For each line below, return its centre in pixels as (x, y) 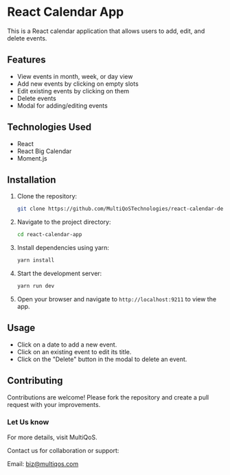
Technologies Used (49, 127)
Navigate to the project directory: (64, 222)
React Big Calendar (44, 151)
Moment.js (32, 158)
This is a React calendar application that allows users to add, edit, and (106, 31)
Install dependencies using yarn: (63, 248)
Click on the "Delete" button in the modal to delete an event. (102, 359)
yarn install (36, 260)
